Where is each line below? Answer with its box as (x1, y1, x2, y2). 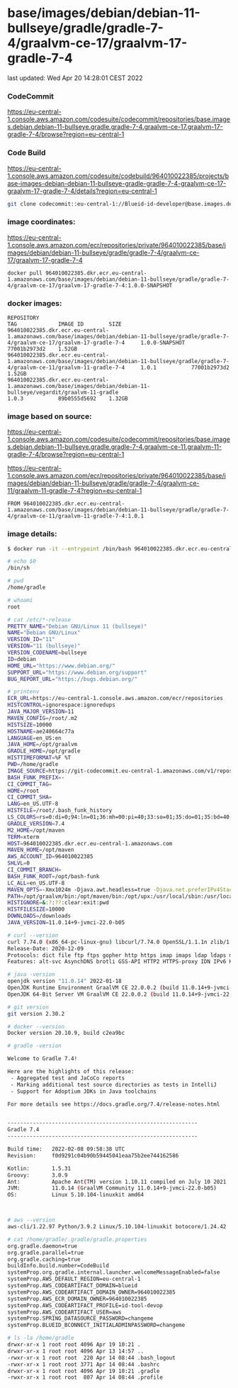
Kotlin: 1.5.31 (7, 1165, 72, 1172)
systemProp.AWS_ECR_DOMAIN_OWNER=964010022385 (7, 1295, 147, 1302)
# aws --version (7, 1216, 55, 1224)
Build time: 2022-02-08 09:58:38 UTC (7, 1145, 125, 1153)
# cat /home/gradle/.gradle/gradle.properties (7, 1236, 147, 1243)
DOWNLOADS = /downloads (7, 913, 72, 920)
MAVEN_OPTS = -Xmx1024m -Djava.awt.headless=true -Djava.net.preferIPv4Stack (7, 886, 236, 893)
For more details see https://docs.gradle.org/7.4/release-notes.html (7, 1101, 220, 1108)
